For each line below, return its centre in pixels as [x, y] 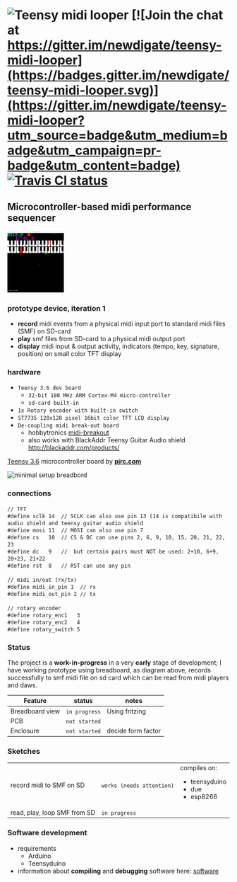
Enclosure [25, 731]
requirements [37, 848]
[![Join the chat [177, 15]
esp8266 [204, 796]
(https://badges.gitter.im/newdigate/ [119, 75]
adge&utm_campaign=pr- [85, 150]
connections [29, 493]
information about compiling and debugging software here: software [118, 871]
